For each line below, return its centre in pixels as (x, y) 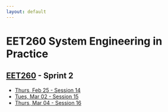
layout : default (26, 12)
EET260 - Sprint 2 (40, 76)
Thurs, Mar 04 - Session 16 (48, 102)
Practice (27, 54)
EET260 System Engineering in (84, 41)
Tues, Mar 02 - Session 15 (47, 97)
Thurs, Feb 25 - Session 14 (48, 90)
